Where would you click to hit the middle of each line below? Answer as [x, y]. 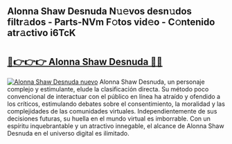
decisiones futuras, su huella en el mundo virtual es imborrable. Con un [109, 118]
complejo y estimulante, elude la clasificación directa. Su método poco [108, 89]
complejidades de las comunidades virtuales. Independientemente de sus [112, 111]
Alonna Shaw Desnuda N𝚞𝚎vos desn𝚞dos [100, 11]
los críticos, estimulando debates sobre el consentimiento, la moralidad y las [116, 104]
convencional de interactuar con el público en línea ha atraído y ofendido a [114, 97]
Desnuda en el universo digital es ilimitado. [68, 133]
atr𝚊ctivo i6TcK [42, 33]
